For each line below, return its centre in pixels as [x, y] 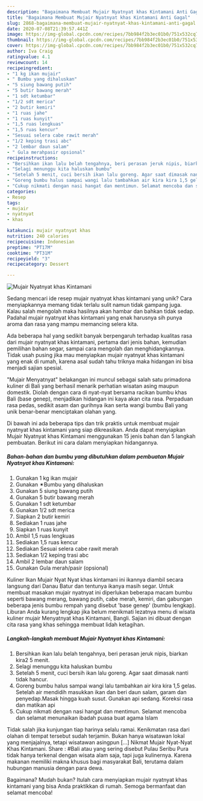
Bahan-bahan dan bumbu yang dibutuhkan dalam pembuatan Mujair [95, 456]
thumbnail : [20, 40]
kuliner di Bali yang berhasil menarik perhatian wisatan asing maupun [93, 386]
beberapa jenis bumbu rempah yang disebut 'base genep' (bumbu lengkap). [101, 605]
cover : [15, 46]
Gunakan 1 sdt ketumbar [46, 504]
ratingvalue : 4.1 [29, 57]
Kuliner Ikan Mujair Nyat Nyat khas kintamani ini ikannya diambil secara [95, 580]
